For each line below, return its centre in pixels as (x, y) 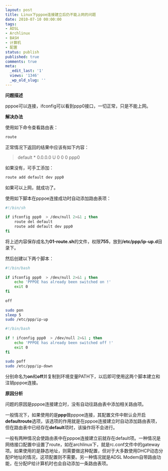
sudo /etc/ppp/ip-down (29, 366)
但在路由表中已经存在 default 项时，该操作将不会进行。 (61, 428)
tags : (11, 24)
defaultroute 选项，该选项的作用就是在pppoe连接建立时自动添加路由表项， (82, 421)
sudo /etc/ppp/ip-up (27, 320)
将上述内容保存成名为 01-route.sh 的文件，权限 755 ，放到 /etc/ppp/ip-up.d (82, 241)
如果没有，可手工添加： (29, 167)
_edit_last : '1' (27, 71)
